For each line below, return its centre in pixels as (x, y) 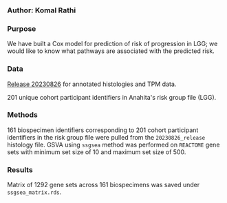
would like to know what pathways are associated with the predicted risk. (111, 51)
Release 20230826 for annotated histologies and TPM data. (92, 84)
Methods (22, 115)
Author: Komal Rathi (42, 10)
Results (20, 169)
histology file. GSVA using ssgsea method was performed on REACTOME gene (113, 145)
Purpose (22, 28)
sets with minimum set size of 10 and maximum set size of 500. (97, 152)
